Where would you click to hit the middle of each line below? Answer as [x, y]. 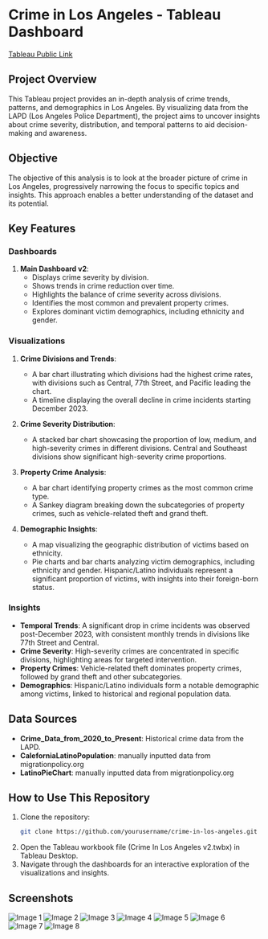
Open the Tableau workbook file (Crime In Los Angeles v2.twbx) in [130, 847]
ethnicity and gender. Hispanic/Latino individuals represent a [132, 570]
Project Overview [53, 79]
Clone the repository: [55, 817]
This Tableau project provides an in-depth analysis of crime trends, [119, 99]
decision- [232, 124]
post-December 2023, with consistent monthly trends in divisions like [135, 634]
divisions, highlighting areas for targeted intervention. [108, 659]
